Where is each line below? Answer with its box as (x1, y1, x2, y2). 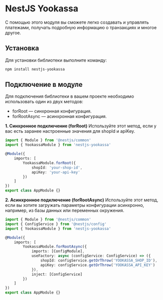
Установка (5, 44, 39, 52)
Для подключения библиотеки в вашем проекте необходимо (5, 93, 134, 99)
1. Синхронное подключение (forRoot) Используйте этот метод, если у (5, 123, 157, 129)
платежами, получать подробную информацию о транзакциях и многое (5, 24, 157, 30)
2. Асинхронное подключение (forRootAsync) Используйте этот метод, (5, 197, 159, 203)
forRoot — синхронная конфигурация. (12, 108, 92, 114)
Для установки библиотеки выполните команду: (5, 57, 107, 63)
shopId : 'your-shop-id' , (31, 165, 83, 170)
